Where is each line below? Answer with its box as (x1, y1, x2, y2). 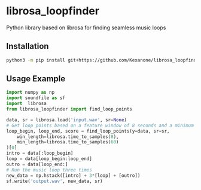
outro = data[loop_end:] (6, 161, 68, 167)
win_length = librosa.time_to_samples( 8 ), (17, 133, 119, 140)
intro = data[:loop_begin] (6, 151, 74, 157)
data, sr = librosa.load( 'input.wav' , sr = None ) (6, 117, 127, 123)
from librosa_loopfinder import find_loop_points (6, 106, 133, 112)
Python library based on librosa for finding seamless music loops (6, 24, 166, 31)
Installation (6, 41, 49, 51)
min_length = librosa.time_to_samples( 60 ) (17, 139, 119, 145)
